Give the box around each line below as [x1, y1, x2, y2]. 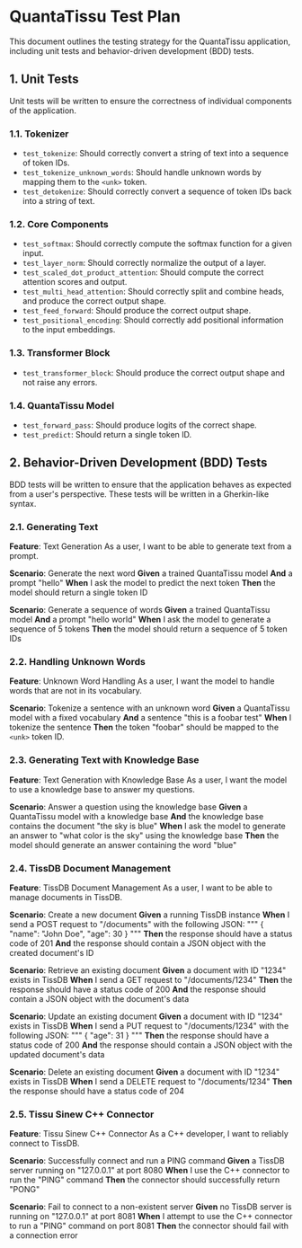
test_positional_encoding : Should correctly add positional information [22, 314, 284, 325]
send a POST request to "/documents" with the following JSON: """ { [9, 918, 264, 929]
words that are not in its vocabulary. [9, 686, 142, 696]
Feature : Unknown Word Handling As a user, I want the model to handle [9, 676, 275, 686]
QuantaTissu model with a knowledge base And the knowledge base [9, 810, 264, 821]
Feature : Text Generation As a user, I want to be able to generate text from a [9, 541, 292, 552]
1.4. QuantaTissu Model [9, 399, 115, 412]
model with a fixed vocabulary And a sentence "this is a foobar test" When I [9, 713, 292, 723]
